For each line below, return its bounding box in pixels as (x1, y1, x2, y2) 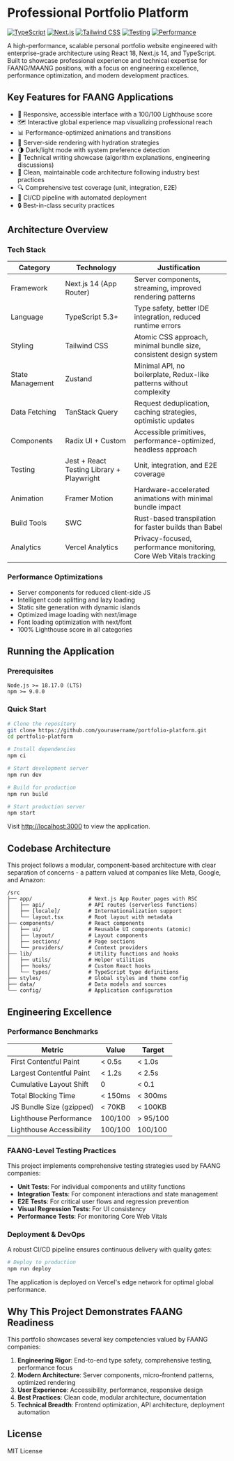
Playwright (65, 473, 100, 483)
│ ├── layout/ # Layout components (7, 932, 148, 940)
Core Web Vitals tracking (134, 551, 216, 561)
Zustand (65, 374, 93, 384)
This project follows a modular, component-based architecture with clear (7, 861, 217, 870)
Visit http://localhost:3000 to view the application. (7, 822, 151, 831)
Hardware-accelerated (134, 485, 210, 495)
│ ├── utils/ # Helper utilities (7, 956, 145, 964)
